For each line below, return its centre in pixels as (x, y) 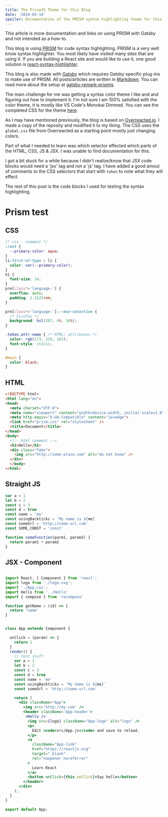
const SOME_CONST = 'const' (34, 528)
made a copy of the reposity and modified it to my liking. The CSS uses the (82, 125)
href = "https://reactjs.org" (61, 749)
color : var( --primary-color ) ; (41, 265)
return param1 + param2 (34, 542)
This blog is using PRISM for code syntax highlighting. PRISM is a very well (82, 49)
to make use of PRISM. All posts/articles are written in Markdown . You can (82, 79)
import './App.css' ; (27, 587)
